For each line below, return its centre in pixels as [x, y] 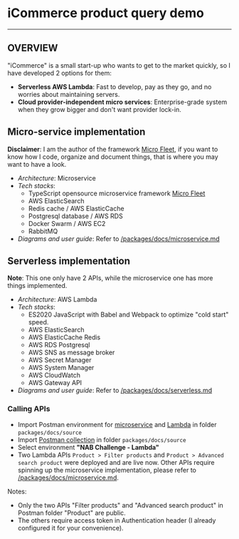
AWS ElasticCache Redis [64, 337]
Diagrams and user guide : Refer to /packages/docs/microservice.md [118, 238]
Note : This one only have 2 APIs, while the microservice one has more [110, 278]
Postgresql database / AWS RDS [75, 216]
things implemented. [37, 286]
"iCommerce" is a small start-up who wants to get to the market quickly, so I [119, 65]
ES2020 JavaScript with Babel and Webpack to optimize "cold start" [128, 314]
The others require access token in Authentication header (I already [117, 520]
